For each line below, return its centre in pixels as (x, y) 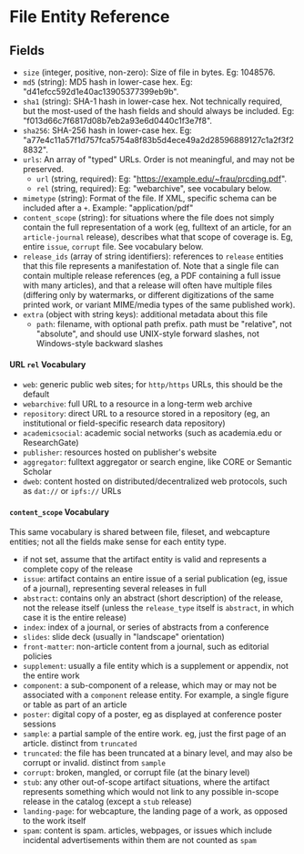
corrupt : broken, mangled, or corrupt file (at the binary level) (136, 773)
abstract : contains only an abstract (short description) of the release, (153, 598)
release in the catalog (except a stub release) (107, 802)
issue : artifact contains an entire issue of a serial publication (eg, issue (155, 579)
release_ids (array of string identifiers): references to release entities (153, 256)
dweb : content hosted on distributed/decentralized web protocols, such (155, 481)
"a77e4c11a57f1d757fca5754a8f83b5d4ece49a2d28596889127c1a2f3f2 (158, 140)
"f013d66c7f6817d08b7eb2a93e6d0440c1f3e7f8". (117, 121)
